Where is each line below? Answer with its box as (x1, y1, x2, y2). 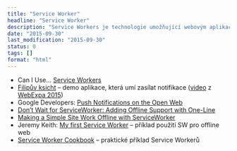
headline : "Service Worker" (7, 17, 90, 24)
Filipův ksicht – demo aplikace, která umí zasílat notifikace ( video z (17, 83, 212, 92)
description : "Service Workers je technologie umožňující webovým (7, 23, 207, 30)
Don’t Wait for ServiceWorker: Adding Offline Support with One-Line (17, 105, 216, 114)
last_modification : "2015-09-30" (7, 37, 106, 44)
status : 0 (7, 43, 37, 50)
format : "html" (7, 56, 52, 64)
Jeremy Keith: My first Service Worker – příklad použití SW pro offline (17, 121, 220, 129)
